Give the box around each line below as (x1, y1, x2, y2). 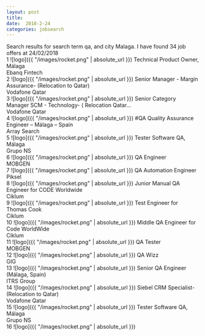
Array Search (6, 128, 40, 135)
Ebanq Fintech (6, 69, 43, 77)
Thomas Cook (6, 206, 42, 213)
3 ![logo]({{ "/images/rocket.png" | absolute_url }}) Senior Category (6, 95, 176, 102)
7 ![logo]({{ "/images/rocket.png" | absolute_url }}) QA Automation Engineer (6, 167, 197, 174)
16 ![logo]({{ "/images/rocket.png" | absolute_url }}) (6, 323, 136, 330)
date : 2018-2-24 (6, 20, 51, 26)
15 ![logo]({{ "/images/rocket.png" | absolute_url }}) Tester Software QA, (6, 304, 188, 311)
